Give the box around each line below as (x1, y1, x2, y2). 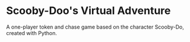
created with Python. (6, 29, 58, 36)
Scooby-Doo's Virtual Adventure (6, 4, 171, 17)
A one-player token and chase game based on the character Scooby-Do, (6, 23, 184, 30)
